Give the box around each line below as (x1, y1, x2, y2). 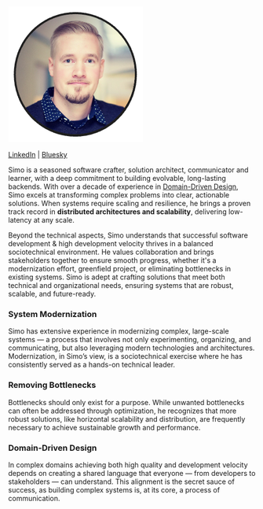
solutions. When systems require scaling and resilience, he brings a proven (8, 199, 251, 208)
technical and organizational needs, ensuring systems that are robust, (8, 281, 234, 290)
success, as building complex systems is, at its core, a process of (8, 485, 221, 494)
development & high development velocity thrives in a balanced (8, 239, 214, 248)
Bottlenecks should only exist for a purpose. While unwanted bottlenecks (8, 397, 245, 407)
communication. (8, 493, 60, 503)
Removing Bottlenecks (8, 380, 97, 391)
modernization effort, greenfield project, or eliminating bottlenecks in (8, 264, 232, 273)
